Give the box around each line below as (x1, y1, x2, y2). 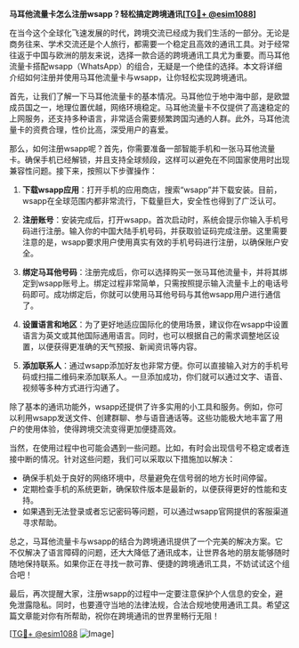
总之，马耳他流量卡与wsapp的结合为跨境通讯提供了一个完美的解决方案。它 (9, 536, 283, 547)
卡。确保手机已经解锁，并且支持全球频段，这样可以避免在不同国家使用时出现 (9, 155, 290, 165)
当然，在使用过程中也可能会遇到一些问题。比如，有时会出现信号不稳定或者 (9, 442, 282, 453)
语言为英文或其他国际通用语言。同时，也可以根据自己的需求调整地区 (21, 330, 272, 341)
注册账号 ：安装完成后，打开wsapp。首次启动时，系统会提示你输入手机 (21, 215, 281, 225)
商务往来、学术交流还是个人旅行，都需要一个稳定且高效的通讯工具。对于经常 (9, 39, 290, 49)
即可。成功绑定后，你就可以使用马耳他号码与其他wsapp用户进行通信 (29, 289, 281, 299)
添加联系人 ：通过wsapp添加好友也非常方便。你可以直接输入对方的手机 (21, 360, 281, 370)
